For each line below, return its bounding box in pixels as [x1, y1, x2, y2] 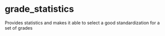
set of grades [5, 25, 33, 31]
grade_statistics [5, 3, 74, 15]
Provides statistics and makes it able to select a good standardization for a [5, 20, 160, 26]
